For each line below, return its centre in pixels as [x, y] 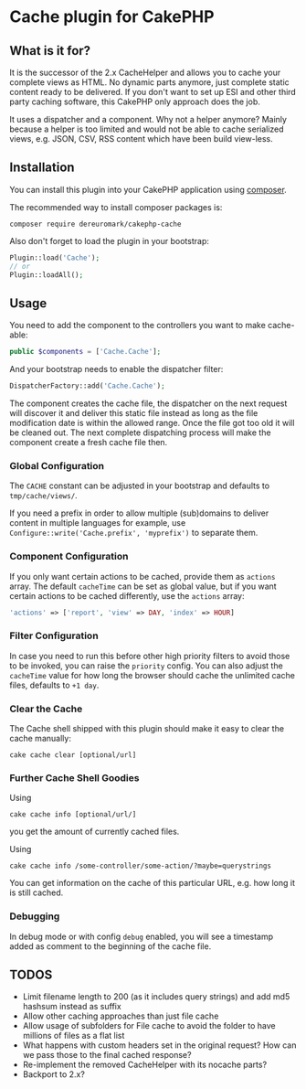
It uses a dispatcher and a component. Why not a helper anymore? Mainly [148, 119]
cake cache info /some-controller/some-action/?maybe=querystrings [141, 866]
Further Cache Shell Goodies [74, 777]
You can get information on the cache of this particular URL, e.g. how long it [152, 883]
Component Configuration [69, 557]
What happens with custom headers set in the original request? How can [159, 1045]
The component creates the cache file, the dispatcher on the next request [148, 403]
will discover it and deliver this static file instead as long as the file [134, 413]
